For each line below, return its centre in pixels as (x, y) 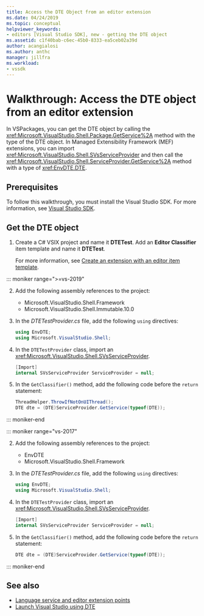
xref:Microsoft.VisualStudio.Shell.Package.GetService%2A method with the (101, 136)
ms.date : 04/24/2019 (33, 18)
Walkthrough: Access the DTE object (101, 99)
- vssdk (16, 69)
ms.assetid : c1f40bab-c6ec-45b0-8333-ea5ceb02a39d (72, 40)
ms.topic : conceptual (34, 23)
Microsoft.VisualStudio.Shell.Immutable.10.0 (79, 309)
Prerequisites (32, 187)
